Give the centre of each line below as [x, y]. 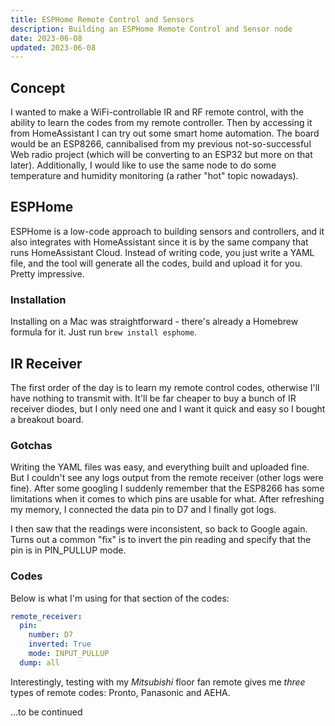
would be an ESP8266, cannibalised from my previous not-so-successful [161, 144]
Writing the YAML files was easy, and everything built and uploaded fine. [160, 467]
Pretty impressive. [47, 273]
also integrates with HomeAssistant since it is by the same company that [159, 242]
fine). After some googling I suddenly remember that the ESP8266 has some [167, 488]
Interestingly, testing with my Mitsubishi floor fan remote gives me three [158, 682]
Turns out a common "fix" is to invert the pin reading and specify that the [161, 540]
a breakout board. [47, 419]
